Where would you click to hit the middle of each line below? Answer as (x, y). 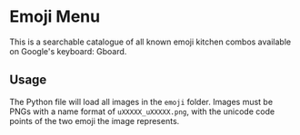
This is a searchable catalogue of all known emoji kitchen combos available (150, 42)
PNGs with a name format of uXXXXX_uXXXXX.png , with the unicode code (142, 111)
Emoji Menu (55, 17)
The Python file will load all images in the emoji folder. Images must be (141, 101)
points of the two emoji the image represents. (95, 121)
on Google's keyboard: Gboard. (68, 51)
